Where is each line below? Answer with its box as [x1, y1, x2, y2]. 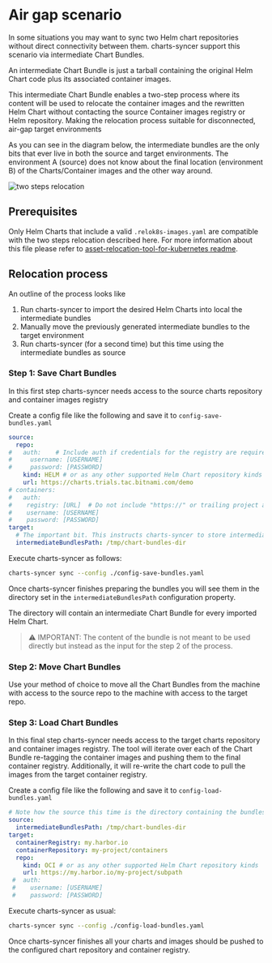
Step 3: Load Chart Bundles [8, 717, 119, 729]
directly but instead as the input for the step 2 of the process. [28, 640, 233, 650]
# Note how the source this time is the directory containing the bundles [8, 808, 266, 816]
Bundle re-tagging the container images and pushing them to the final [8, 752, 241, 763]
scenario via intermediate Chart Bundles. [8, 49, 145, 59]
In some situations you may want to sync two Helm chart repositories [8, 32, 239, 42]
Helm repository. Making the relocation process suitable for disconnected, [8, 115, 257, 125]
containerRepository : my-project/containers [15, 845, 168, 854]
